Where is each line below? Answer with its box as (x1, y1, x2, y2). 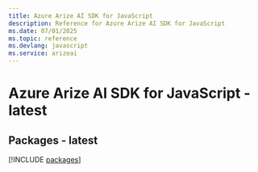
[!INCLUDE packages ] (8, 155, 81, 164)
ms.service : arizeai (8, 49, 78, 57)
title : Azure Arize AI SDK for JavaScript (8, 11, 153, 20)
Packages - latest (8, 133, 98, 147)
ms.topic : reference (8, 34, 78, 43)
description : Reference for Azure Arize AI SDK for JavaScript (8, 19, 226, 27)
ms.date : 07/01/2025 (8, 27, 78, 35)
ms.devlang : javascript (8, 42, 89, 50)
